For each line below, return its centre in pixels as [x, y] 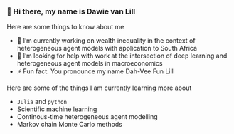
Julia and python [42, 102]
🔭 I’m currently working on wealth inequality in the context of [106, 41]
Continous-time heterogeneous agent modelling [87, 117]
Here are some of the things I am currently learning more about [99, 88]
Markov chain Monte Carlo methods [69, 125]
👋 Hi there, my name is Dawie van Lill [71, 11]
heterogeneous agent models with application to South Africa [107, 48]
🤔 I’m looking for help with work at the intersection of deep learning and [122, 56]
